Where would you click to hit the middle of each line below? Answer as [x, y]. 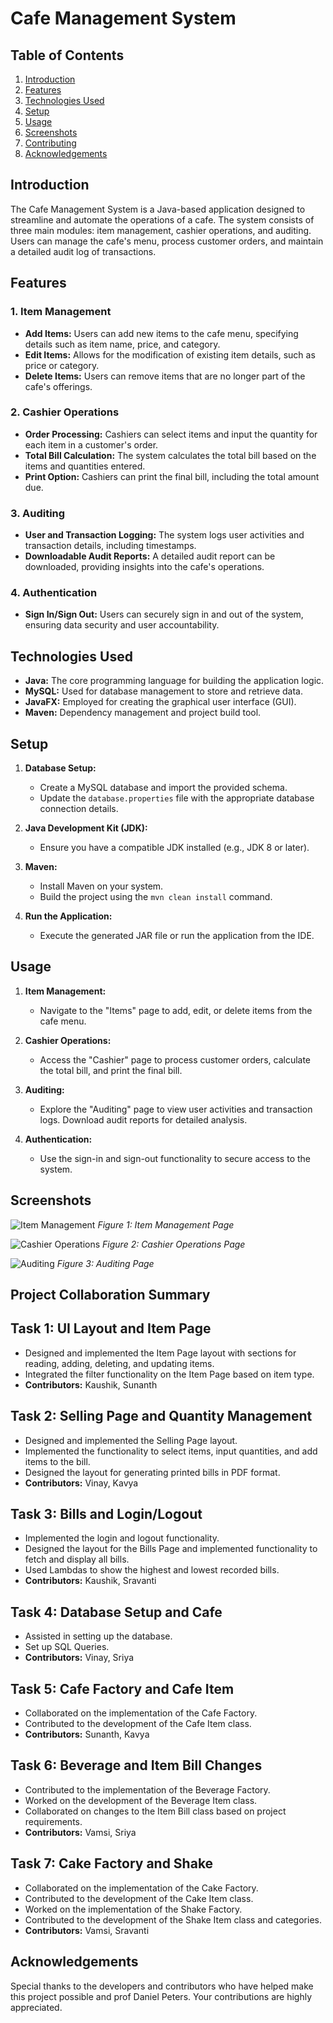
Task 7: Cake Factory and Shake [112, 1863]
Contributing [50, 143]
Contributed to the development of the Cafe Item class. [138, 1724]
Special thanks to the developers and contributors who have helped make [162, 1986]
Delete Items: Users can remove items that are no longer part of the [165, 376]
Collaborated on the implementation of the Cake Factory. [141, 1888]
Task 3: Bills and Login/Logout [106, 1514]
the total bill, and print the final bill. [111, 1070]
